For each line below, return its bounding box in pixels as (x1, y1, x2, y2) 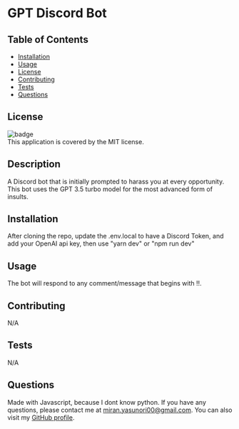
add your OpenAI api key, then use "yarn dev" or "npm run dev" (7, 239, 195, 248)
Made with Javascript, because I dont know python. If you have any (7, 398, 207, 406)
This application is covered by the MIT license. (7, 137, 144, 146)
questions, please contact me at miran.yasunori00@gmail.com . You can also (7, 405, 233, 414)
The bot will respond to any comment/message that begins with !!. (7, 279, 202, 288)
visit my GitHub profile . (7, 413, 75, 422)
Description (7, 158, 61, 171)
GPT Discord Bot (7, 5, 107, 21)
